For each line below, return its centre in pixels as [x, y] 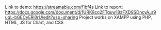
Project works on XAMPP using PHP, [116, 17]
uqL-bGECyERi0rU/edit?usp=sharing [42, 17]
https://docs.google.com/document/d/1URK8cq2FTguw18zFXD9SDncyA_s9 [80, 12]
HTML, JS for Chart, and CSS [34, 22]
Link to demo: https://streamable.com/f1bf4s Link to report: [64, 7]
